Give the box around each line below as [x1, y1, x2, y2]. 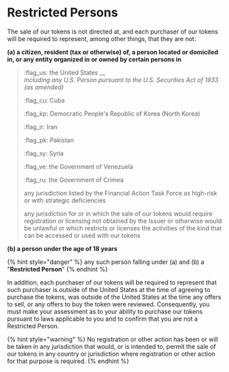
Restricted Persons [7, 5, 118, 21]
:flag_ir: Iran [23, 122, 58, 131]
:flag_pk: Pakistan [23, 135, 74, 144]
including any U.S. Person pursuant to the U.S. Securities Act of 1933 [23, 75, 219, 83]
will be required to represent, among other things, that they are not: [7, 34, 196, 42]
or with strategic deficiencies [23, 196, 106, 204]
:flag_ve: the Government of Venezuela [23, 162, 133, 170]
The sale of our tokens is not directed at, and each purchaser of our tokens [7, 27, 219, 36]
